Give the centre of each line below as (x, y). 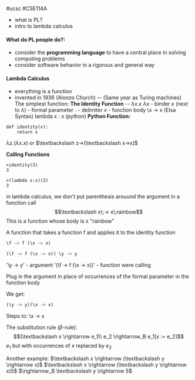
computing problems (40, 59)
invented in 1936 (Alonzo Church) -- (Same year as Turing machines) (98, 98)
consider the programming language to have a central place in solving (100, 53)
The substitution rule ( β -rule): (42, 327)
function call (21, 203)
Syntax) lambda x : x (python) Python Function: (73, 116)
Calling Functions (28, 154)
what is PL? (28, 20)
